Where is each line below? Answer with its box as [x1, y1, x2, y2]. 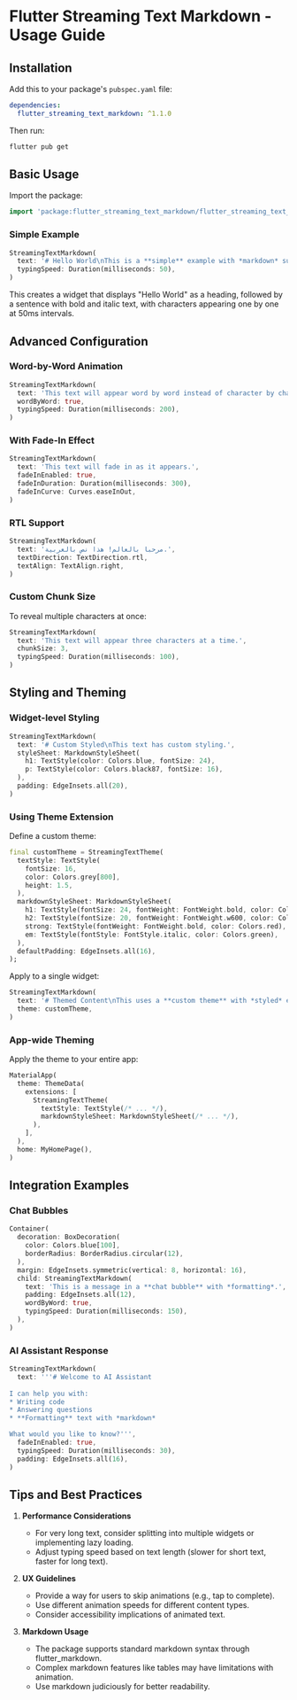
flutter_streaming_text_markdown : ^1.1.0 [17, 109, 172, 118]
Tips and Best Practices [9, 1487, 143, 1502]
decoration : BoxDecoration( [17, 1233, 121, 1242]
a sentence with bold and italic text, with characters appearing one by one [9, 299, 279, 309]
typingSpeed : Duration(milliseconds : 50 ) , [17, 265, 176, 274]
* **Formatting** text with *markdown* [9, 1414, 156, 1423]
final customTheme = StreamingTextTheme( [9, 848, 164, 857]
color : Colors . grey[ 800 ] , [25, 873, 121, 881]
